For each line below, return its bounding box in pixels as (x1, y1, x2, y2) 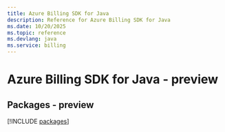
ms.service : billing (7, 42, 67, 49)
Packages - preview (7, 99, 94, 111)
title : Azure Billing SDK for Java (7, 10, 109, 17)
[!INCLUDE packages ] (7, 118, 69, 125)
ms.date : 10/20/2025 (7, 23, 67, 30)
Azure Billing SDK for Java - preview (7, 71, 219, 87)
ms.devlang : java (7, 36, 57, 43)
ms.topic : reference (7, 29, 67, 36)
